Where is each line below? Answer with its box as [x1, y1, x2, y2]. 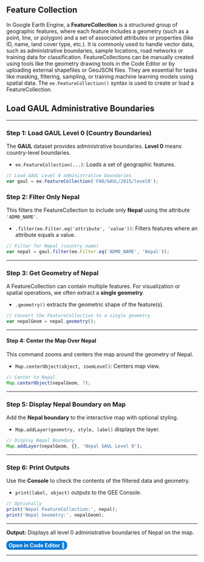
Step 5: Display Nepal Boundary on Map [6, 400, 126, 409]
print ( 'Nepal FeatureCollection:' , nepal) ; [6, 506, 118, 512]
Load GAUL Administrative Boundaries [6, 104, 155, 114]
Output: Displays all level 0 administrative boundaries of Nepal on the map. [6, 529, 194, 536]
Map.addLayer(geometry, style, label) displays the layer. [15, 426, 160, 433]
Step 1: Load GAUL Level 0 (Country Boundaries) [6, 128, 152, 137]
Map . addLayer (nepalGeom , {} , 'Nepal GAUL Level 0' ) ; [6, 443, 143, 449]
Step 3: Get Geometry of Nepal [6, 269, 99, 277]
